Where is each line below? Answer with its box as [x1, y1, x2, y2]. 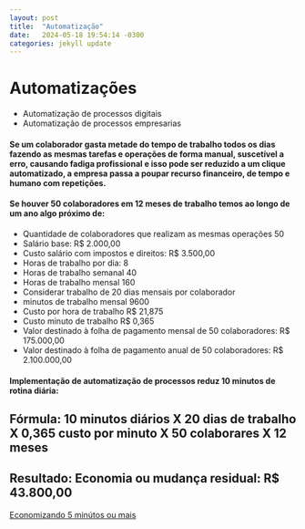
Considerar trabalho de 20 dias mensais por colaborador [22, 286, 236, 297]
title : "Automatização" [9, 22, 104, 31]
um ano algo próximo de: [9, 208, 106, 219]
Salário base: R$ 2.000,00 [22, 238, 121, 249]
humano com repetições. [9, 177, 107, 188]
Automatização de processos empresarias [22, 118, 182, 129]
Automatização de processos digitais [22, 109, 162, 119]
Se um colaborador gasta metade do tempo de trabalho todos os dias [9, 139, 276, 150]
